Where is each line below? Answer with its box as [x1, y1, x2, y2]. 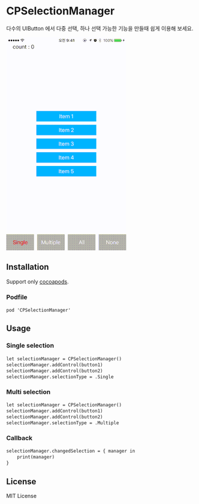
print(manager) [17, 454, 55, 460]
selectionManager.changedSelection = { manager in [6, 448, 135, 454]
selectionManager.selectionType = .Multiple [6, 420, 119, 426]
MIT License [6, 493, 37, 500]
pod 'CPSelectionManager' [6, 307, 71, 313]
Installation [6, 262, 49, 272]
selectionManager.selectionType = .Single [6, 373, 114, 380]
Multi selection [6, 388, 51, 396]
